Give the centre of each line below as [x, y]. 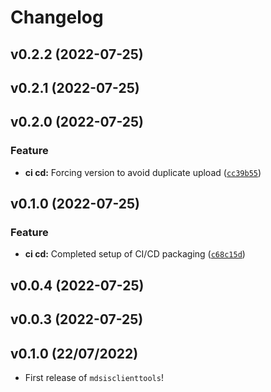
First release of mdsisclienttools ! [94, 377]
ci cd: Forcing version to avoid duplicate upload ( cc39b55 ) [143, 172]
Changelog [57, 17]
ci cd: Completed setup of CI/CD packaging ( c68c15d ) [135, 254]
